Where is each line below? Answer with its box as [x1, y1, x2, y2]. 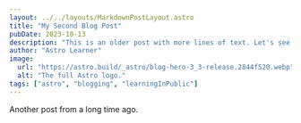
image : [9, 54, 34, 63]
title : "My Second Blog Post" [9, 21, 123, 30]
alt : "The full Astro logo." [17, 71, 126, 80]
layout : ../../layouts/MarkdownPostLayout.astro [9, 12, 194, 22]
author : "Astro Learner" [9, 46, 102, 55]
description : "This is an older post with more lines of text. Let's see [9, 37, 291, 47]
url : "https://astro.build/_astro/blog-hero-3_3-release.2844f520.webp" [17, 63, 295, 72]
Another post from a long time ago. [9, 103, 139, 114]
